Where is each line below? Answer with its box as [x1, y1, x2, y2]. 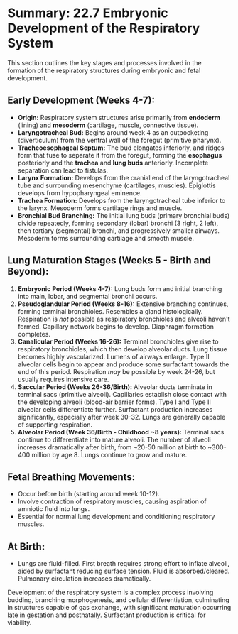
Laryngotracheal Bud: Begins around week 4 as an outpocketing [17, 128, 209, 136]
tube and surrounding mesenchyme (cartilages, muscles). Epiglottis [17, 181, 216, 190]
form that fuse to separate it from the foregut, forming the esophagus [17, 151, 222, 159]
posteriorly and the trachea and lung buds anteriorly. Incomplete [17, 158, 209, 167]
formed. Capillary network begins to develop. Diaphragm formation [17, 322, 215, 331]
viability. [7, 618, 32, 627]
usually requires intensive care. [17, 375, 109, 383]
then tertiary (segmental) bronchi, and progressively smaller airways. [17, 226, 220, 235]
